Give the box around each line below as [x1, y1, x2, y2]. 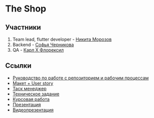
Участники [5, 23, 41, 32]
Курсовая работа [12, 96, 50, 102]
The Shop [5, 3, 47, 15]
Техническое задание [12, 91, 59, 97]
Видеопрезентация [12, 106, 54, 113]
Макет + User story [12, 80, 54, 86]
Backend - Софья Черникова [12, 42, 74, 48]
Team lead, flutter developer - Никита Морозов [12, 36, 112, 42]
